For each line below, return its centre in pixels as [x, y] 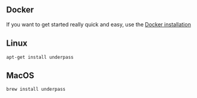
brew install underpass [36, 90]
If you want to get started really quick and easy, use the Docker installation [98, 24]
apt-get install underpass [40, 57]
